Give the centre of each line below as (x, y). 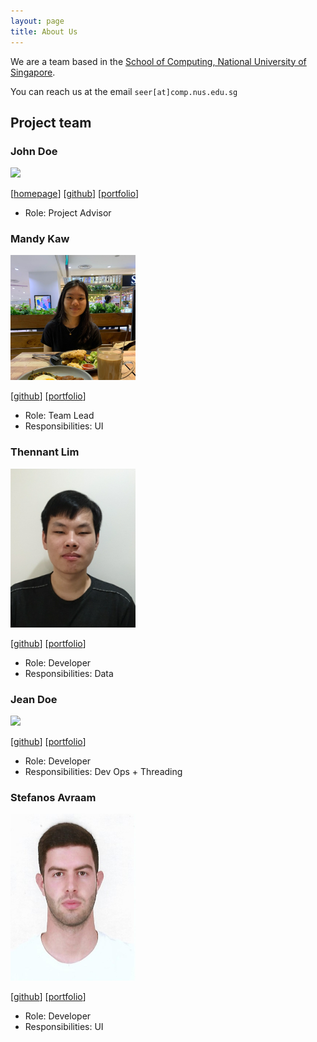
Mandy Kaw (40, 239)
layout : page (37, 21)
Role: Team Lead (59, 416)
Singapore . (33, 72)
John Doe (34, 151)
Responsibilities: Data (69, 673)
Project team (51, 122)
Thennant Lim (45, 452)
